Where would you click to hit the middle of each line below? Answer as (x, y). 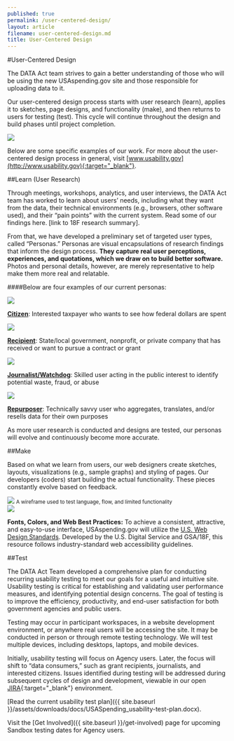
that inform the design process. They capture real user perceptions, (107, 251)
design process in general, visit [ (82, 158)
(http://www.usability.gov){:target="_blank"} (71, 166)
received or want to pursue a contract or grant (74, 348)
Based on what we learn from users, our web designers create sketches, (112, 465)
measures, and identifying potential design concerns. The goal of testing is (115, 594)
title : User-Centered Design (50, 40)
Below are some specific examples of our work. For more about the (104, 151)
